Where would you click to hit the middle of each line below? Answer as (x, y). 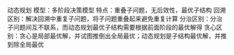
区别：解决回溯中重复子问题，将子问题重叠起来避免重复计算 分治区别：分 (112, 19)
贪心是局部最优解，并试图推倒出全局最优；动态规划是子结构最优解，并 (120, 36)
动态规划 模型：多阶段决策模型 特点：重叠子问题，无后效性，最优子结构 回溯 (117, 10)
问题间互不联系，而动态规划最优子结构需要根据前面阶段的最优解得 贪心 (115, 27)
